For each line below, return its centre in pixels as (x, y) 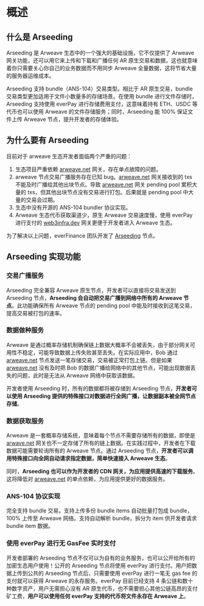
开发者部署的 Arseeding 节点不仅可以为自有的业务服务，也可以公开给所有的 (101, 558)
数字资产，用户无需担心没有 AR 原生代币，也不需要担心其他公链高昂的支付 (104, 588)
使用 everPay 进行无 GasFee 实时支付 (61, 543)
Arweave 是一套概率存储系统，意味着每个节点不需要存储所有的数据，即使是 (101, 436)
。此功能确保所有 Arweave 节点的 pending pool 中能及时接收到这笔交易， (104, 305)
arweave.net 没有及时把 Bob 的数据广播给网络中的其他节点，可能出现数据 (98, 368)
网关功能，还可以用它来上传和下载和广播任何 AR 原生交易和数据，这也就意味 (102, 60)
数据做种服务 (25, 330)
